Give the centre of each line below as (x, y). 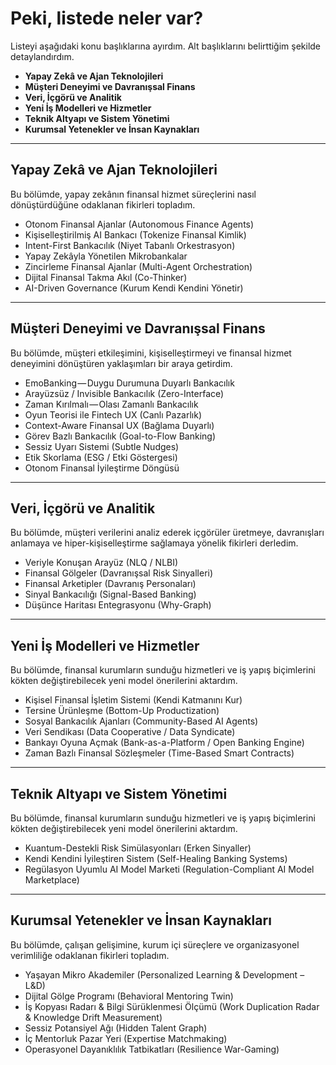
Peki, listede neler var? (107, 18)
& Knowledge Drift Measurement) (93, 1017)
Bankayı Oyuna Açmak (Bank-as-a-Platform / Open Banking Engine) (164, 743)
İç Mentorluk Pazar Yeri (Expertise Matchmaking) (126, 1038)
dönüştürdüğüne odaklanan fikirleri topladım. (103, 204)
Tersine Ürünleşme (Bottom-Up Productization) (122, 711)
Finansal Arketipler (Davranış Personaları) (110, 584)
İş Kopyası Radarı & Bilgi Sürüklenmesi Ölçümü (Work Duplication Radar (172, 1006)
